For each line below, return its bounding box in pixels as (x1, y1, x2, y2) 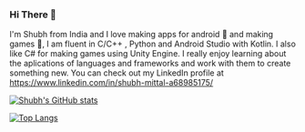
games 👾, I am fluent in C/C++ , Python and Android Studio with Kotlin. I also (9, 38, 296, 49)
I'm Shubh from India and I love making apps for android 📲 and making (9, 29, 274, 40)
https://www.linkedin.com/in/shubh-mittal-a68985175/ (9, 77, 214, 88)
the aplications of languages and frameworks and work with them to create (9, 58, 291, 69)
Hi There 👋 (9, 8, 56, 21)
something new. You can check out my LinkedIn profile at (9, 67, 225, 78)
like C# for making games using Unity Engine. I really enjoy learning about (9, 48, 287, 59)
